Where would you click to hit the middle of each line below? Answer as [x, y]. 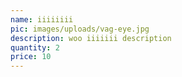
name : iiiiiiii [42, 19]
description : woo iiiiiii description [91, 38]
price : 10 [31, 57]
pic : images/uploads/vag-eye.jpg [80, 29]
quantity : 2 [35, 47]
